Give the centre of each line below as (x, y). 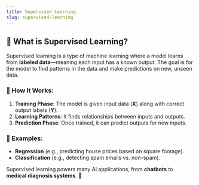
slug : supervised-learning (40, 17)
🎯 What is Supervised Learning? (67, 42)
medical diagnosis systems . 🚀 (44, 175)
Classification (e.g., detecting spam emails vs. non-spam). (88, 157)
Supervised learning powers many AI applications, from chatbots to (90, 169)
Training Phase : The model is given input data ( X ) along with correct (99, 104)
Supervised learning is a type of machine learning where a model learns (95, 56)
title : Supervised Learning (41, 12)
